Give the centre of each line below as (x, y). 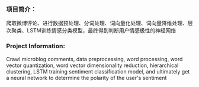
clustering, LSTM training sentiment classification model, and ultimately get (98, 71)
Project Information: (36, 46)
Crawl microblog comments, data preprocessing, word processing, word (94, 59)
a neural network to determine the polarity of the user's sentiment (86, 78)
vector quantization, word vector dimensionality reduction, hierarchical (92, 65)
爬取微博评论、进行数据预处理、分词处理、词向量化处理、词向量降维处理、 (97, 23)
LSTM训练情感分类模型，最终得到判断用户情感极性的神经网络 (101, 31)
